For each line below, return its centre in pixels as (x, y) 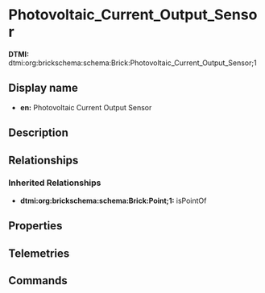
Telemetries (39, 253)
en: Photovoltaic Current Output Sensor (86, 107)
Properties (35, 226)
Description (38, 133)
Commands (38, 281)
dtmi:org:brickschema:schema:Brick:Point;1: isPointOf (113, 200)
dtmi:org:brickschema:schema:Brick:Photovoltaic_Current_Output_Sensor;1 (132, 63)
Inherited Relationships (55, 183)
